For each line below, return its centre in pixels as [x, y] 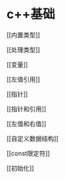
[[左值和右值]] [27, 123]
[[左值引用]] [23, 79]
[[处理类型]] [23, 49]
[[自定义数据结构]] [32, 138]
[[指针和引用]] [27, 109]
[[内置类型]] [23, 35]
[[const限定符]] [28, 153]
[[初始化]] [20, 168]
